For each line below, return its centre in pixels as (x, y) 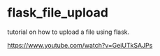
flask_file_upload (58, 13)
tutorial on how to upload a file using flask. (68, 32)
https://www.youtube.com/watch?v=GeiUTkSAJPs (80, 45)
